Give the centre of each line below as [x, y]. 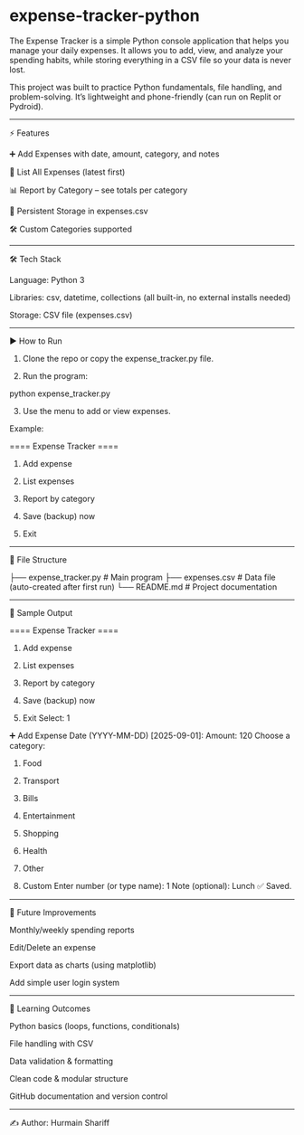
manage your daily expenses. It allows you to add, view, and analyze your [146, 50]
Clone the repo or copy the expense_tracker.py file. [118, 358]
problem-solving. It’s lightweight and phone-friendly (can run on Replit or [146, 97]
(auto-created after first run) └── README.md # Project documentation [143, 586]
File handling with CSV [52, 1043]
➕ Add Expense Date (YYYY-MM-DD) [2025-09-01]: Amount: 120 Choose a [150, 735]
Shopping [40, 833]
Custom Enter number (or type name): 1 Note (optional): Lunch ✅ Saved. [157, 885]
